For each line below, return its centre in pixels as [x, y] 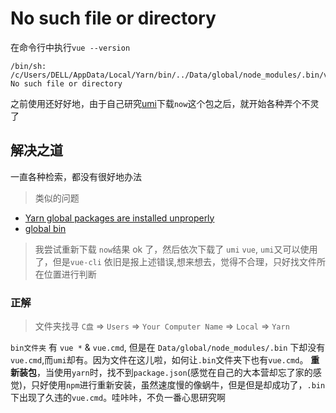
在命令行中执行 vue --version [70, 47]
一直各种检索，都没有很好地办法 [76, 176]
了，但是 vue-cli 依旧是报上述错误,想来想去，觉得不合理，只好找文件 [175, 261]
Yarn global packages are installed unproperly [119, 218]
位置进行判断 [70, 274]
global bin [45, 228]
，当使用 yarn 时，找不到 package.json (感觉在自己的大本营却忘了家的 [174, 373]
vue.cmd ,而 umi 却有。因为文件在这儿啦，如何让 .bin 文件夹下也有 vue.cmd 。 [159, 360]
